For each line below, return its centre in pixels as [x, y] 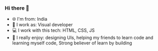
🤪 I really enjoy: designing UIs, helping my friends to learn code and [83, 38]
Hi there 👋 [17, 8]
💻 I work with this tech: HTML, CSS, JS [53, 30]
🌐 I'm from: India [30, 19]
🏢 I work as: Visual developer [42, 25]
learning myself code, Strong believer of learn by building [72, 43]
